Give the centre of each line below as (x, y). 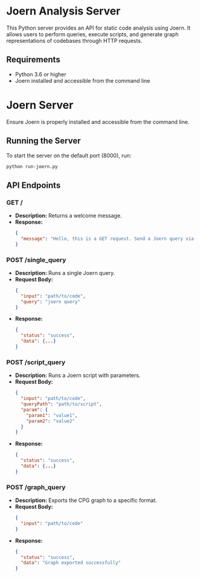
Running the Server (44, 141)
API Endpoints (34, 185)
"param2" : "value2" (51, 421)
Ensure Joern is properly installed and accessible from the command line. (98, 121)
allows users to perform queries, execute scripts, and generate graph (92, 34)
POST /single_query (36, 260)
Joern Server (40, 105)
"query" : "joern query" (50, 301)
